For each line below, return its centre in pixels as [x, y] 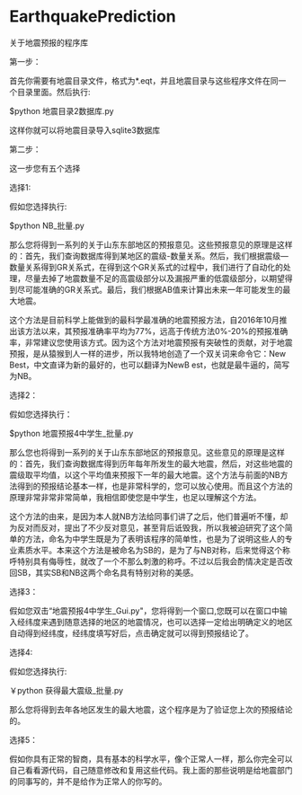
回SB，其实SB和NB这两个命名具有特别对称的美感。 [104, 572]
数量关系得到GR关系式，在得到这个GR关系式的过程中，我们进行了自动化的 [146, 267]
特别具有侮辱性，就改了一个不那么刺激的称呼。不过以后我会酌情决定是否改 [155, 561]
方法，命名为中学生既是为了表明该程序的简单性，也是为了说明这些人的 [155, 539]
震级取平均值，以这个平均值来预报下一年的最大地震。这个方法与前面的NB [145, 474]
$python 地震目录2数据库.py [62, 110]
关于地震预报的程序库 [49, 42]
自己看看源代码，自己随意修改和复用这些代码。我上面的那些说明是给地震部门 [151, 770]
